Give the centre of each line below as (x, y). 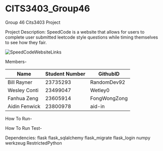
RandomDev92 (108, 82)
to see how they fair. (26, 42)
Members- (16, 61)
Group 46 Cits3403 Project (33, 22)
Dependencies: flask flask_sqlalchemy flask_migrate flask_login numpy (78, 138)
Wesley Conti (23, 90)
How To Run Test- (24, 128)
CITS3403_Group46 (48, 9)
